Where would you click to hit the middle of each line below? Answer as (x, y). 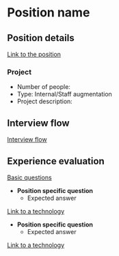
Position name (49, 13)
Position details (41, 38)
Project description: (45, 101)
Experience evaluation (56, 161)
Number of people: (43, 87)
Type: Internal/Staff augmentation (65, 94)
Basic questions (30, 177)
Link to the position (34, 54)
